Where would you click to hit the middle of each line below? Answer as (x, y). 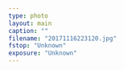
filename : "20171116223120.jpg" (62, 38)
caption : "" (28, 31)
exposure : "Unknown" (43, 53)
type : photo (28, 16)
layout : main (30, 23)
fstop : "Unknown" (37, 46)
